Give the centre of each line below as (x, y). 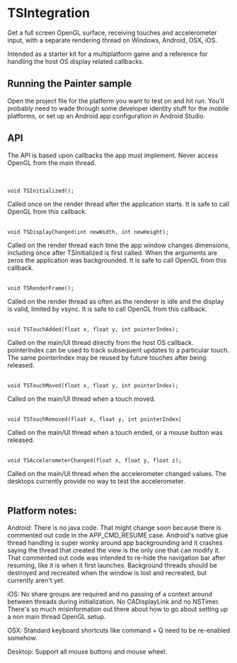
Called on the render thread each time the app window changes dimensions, (118, 245)
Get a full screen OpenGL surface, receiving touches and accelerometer (112, 33)
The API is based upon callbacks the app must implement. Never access (113, 155)
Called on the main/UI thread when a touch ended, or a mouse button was (115, 432)
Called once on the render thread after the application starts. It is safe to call (118, 204)
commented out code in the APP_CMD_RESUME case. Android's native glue (118, 535)
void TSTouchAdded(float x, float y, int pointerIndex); (93, 329)
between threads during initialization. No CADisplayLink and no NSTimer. (114, 602)
